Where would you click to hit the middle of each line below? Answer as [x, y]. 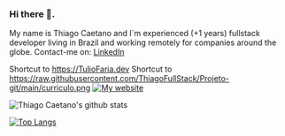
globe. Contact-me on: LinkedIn [67, 52]
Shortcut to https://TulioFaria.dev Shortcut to [91, 69]
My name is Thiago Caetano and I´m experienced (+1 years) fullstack [135, 34]
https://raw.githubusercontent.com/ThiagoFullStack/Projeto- [119, 79]
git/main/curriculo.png [50, 88]
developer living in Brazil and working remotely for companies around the [143, 42]
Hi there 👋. [32, 14]
